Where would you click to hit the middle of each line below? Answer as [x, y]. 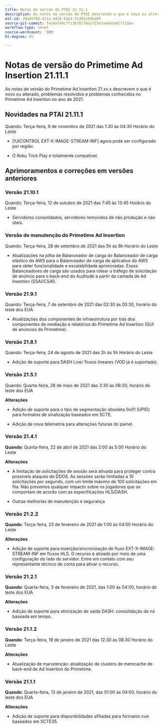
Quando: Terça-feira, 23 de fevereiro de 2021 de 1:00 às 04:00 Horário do [79, 524]
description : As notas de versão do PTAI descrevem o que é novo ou [76, 14]
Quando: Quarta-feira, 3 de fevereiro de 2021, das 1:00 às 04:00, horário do [81, 587]
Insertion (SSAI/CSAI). [34, 281]
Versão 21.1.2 [21, 629]
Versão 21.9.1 [21, 294]
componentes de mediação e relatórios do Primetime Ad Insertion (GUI [83, 324]
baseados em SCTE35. [35, 721]
